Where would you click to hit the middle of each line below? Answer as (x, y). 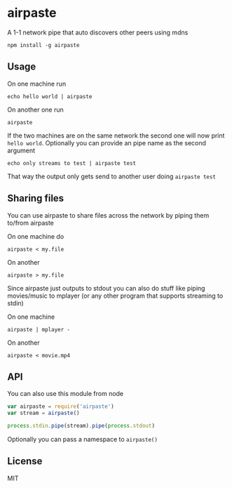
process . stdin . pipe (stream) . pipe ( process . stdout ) (81, 426)
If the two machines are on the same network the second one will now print (116, 136)
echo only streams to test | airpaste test (72, 163)
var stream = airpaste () (43, 413)
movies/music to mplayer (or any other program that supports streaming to (115, 296)
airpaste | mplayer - (39, 329)
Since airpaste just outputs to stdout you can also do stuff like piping (106, 288)
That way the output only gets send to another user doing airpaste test (111, 176)
